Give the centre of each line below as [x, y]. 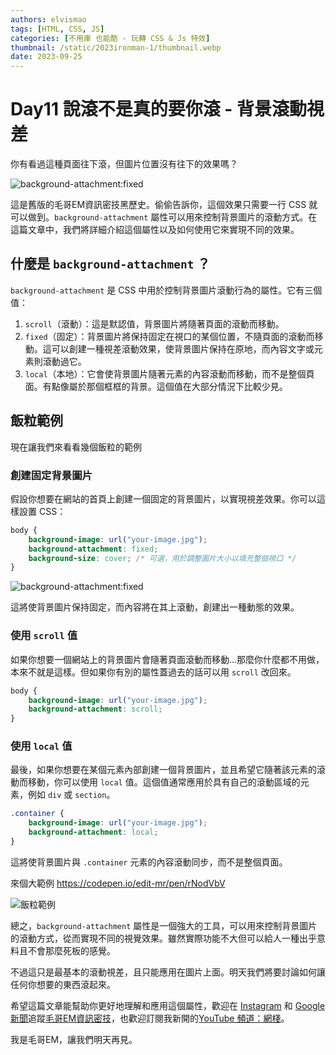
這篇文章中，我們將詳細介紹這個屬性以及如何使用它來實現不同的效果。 [155, 230]
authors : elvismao [48, 19]
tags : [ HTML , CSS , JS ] [57, 29]
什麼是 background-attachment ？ [110, 264]
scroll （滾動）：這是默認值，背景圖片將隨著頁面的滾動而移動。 [154, 323]
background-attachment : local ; [93, 832]
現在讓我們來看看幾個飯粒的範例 [76, 447]
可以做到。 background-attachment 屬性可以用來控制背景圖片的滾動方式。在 [164, 217]
